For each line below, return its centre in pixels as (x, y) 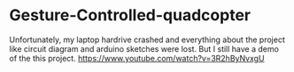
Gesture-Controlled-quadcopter (130, 15)
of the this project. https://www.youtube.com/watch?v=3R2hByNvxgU (137, 58)
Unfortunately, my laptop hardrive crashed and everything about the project (147, 40)
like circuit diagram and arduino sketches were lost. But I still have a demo (144, 48)
